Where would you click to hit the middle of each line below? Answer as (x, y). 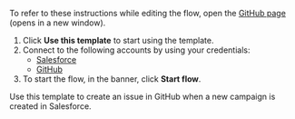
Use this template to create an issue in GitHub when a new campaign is (143, 96)
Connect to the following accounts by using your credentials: (136, 50)
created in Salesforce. (51, 106)
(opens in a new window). (58, 23)
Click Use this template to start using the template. (118, 40)
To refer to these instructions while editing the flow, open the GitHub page (147, 13)
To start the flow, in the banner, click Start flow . (112, 79)
